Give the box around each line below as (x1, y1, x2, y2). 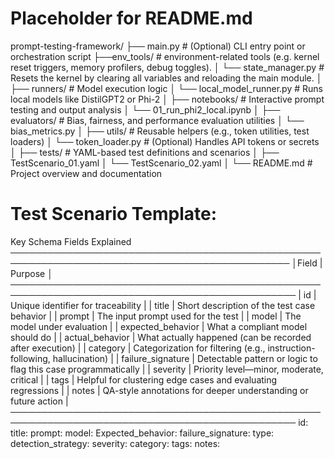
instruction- (267, 342, 316, 354)
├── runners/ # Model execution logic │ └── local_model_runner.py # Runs (10, 82, 323, 94)
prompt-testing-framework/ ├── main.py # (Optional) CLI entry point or (10, 40, 306, 52)
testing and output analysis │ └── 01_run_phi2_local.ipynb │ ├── (10, 103, 281, 116)
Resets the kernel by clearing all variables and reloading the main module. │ (10, 72, 323, 84)
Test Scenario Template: (10, 203, 218, 226)
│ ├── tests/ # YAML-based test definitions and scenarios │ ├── (10, 146, 280, 158)
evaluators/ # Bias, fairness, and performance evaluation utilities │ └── (10, 114, 305, 126)
